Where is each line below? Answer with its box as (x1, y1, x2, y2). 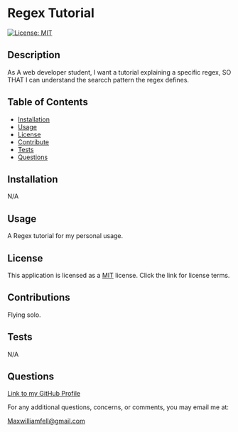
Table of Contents (7, 96, 89, 108)
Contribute (17, 137, 50, 146)
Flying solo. (7, 310, 41, 319)
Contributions (7, 291, 70, 303)
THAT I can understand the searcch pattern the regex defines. (7, 75, 190, 84)
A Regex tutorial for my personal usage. (7, 232, 124, 240)
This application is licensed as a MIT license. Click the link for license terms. (7, 271, 230, 279)
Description (7, 49, 60, 61)
